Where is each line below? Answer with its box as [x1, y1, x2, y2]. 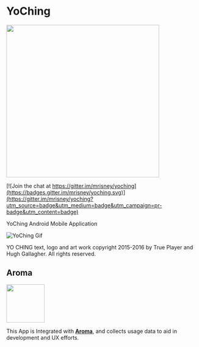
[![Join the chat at [6, 182, 51, 190]
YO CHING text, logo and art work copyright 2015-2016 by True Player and [6, 243, 194, 251]
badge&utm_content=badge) [6, 208, 79, 215]
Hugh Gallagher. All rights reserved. [6, 250, 96, 257]
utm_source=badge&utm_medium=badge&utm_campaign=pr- [6, 201, 162, 209]
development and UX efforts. [6, 334, 79, 341]
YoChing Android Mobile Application [6, 220, 98, 227]
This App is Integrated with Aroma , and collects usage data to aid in [6, 327, 177, 335]
